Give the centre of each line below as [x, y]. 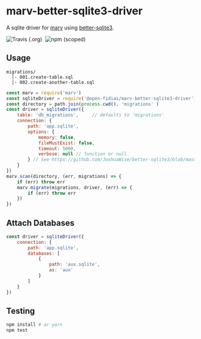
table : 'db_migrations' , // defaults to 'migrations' [91, 115]
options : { [41, 132]
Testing [21, 311]
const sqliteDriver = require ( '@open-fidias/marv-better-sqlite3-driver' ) [101, 98]
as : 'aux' [61, 270]
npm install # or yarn [34, 325]
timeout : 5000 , [57, 149]
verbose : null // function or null [83, 154]
